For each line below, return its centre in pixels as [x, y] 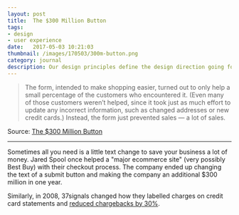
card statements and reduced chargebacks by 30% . [84, 203]
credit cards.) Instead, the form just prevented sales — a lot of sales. [125, 117]
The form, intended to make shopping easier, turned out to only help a [127, 87]
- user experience [34, 41]
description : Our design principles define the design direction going [116, 67]
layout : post [27, 14]
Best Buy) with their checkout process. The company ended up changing [115, 167]
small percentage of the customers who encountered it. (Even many [124, 95]
